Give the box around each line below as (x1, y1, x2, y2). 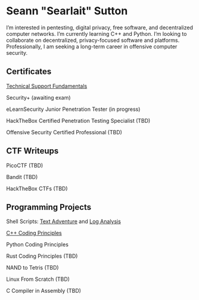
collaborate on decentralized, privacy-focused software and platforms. (6, 36, 180, 44)
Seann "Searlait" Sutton (6, 4, 128, 18)
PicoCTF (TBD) (6, 162, 43, 169)
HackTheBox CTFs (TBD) (6, 185, 68, 192)
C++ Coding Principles (6, 230, 62, 237)
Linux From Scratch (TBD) (6, 276, 70, 283)
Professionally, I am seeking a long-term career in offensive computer (6, 43, 178, 50)
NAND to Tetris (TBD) (6, 264, 59, 271)
